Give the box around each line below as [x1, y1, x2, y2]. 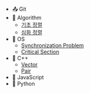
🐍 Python [11, 80, 35, 87]
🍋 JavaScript [11, 74, 44, 80]
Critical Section [21, 48, 59, 55]
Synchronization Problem [21, 42, 85, 49]
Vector [21, 61, 38, 68]
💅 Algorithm [11, 14, 42, 21]
